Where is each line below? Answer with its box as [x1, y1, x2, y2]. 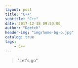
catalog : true [5, 35, 35, 40]
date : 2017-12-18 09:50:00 [5, 21, 61, 26]
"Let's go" [17, 57, 38, 63]
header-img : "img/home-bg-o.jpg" [5, 30, 74, 35]
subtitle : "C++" [5, 16, 39, 21]
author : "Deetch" [5, 26, 41, 31]
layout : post [5, 7, 32, 12]
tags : [5, 39, 16, 44]
